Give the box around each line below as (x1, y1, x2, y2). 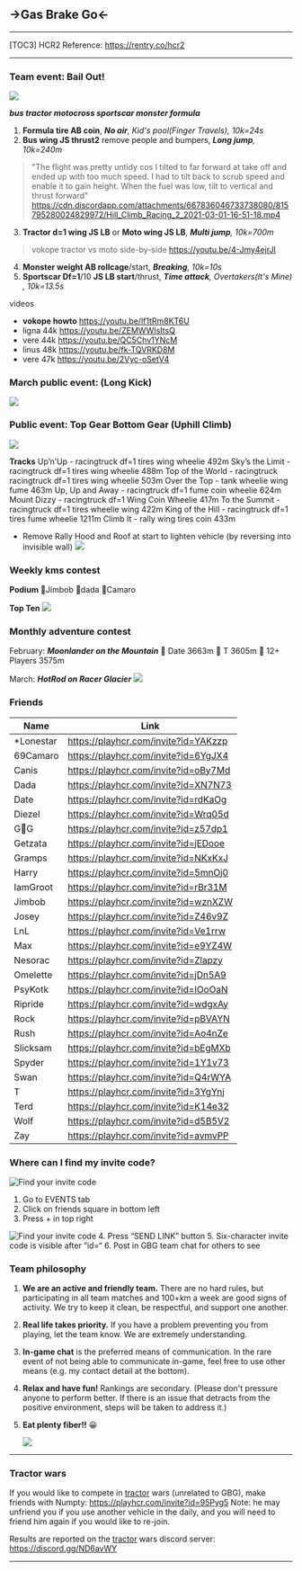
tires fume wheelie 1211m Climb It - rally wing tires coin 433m (9, 513, 236, 524)
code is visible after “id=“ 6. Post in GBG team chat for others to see (9, 1240, 261, 1251)
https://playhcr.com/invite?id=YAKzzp (67, 735, 228, 747)
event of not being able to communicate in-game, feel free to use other (22, 1356, 286, 1367)
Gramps (13, 852, 48, 864)
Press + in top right (22, 1213, 94, 1224)
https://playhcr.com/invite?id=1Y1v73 (67, 1056, 229, 1068)
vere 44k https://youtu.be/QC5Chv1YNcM (22, 335, 178, 345)
